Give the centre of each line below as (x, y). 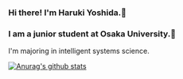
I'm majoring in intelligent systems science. (79, 51)
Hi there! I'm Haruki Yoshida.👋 (68, 13)
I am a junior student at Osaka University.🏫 (92, 33)
